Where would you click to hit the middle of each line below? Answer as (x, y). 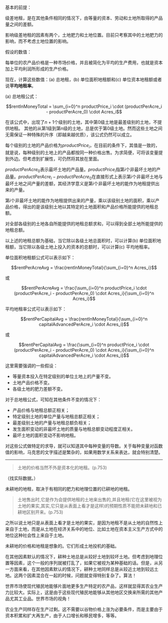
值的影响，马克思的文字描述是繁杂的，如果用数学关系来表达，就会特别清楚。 (84, 452)
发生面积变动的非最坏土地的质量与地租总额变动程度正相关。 (74, 429)
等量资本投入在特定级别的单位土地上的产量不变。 (63, 376)
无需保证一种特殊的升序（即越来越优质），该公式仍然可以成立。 (70, 135)
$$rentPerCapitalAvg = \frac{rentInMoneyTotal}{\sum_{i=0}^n (84, 319)
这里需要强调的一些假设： (31, 366)
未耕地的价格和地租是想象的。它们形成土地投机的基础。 (62, 546)
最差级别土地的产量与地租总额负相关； (52, 423)
